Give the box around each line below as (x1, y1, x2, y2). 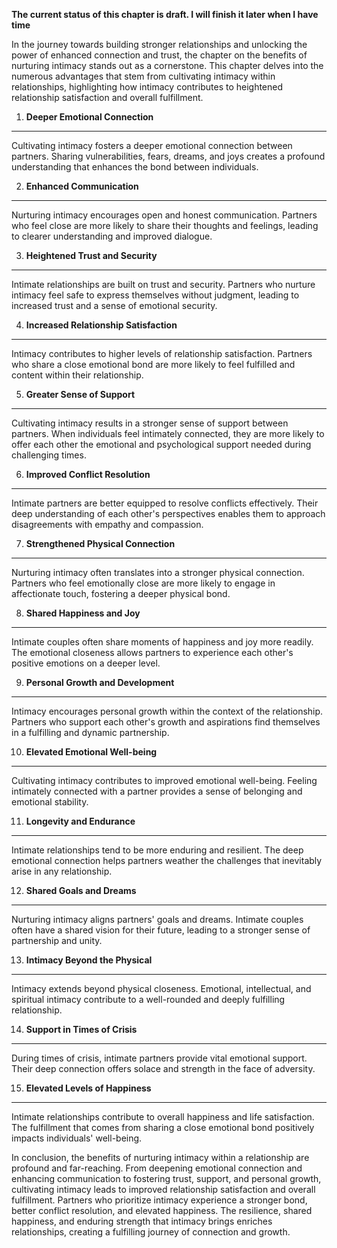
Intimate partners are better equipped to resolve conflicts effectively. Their (11, 497, 319, 509)
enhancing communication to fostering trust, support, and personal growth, (11, 1173, 322, 1184)
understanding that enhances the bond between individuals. (11, 161, 259, 173)
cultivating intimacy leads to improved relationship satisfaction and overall (11, 1184, 316, 1195)
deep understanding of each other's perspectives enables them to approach (11, 508, 326, 519)
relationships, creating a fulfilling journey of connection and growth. (11, 1226, 291, 1238)
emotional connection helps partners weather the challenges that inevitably (11, 855, 323, 866)
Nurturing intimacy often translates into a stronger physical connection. (11, 567, 305, 578)
